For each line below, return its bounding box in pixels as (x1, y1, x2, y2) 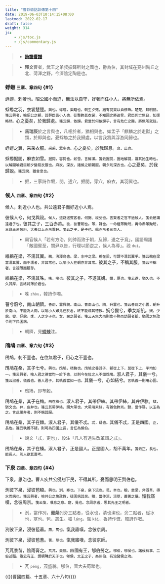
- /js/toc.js (14, 35, 41, 40)
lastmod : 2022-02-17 (5, 16, 48, 21)
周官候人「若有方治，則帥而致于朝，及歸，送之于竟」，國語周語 (24, 237, 153, 243)
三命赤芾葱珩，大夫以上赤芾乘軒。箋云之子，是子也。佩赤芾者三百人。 (5, 227, 124, 232)
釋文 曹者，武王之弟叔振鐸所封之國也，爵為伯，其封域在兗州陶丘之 (24, 64, 159, 70)
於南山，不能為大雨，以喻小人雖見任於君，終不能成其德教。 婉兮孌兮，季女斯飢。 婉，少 (5, 307, 161, 314)
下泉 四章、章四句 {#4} (5, 464, 55, 471)
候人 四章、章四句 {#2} (5, 192, 54, 199)
